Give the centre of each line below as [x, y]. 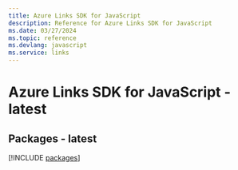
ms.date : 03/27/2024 [43, 30]
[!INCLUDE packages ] [44, 158]
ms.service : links [39, 53]
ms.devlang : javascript [48, 45]
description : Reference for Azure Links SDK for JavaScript [111, 23]
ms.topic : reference [43, 38]
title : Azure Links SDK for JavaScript [75, 16]
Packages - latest [53, 138]
